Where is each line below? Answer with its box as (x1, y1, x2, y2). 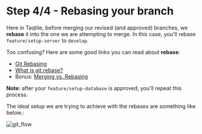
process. (6, 91, 28, 98)
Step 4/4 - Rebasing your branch (6, 4, 174, 18)
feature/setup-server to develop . (6, 37, 89, 44)
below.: (6, 109, 24, 116)
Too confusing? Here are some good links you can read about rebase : (6, 48, 181, 55)
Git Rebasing (14, 60, 47, 67)
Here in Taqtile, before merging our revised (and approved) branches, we (6, 24, 188, 31)
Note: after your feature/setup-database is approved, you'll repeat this (6, 84, 182, 91)
